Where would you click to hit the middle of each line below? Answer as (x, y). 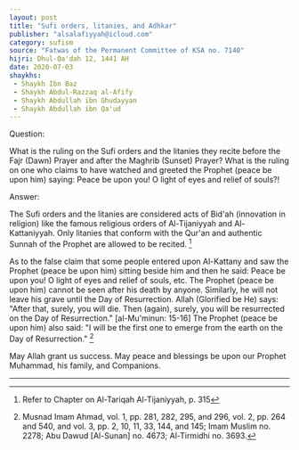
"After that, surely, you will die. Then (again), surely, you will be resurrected (147, 308)
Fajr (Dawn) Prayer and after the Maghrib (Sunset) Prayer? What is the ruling (149, 160)
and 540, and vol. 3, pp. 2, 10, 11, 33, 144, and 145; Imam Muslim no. (146, 426)
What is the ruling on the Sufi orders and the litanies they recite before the (145, 151)
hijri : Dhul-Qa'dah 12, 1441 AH (69, 59)
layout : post (33, 17)
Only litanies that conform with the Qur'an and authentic (159, 233)
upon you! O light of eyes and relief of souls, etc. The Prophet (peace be (141, 280)
